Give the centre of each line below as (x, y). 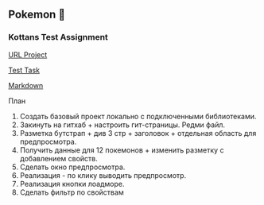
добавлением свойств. (58, 158)
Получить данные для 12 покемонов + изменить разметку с (122, 150)
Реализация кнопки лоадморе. (72, 184)
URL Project (28, 54)
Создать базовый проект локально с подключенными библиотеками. (138, 116)
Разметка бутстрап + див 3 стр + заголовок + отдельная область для (138, 133)
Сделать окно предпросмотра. (72, 167)
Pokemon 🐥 (37, 15)
